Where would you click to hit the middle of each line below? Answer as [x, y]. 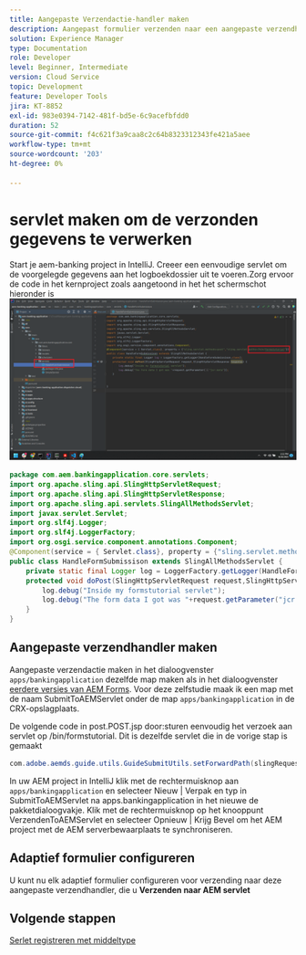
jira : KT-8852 [36, 106]
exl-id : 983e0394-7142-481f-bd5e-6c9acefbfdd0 [99, 115]
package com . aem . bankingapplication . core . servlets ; [109, 475]
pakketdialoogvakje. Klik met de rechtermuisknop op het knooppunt [137, 810]
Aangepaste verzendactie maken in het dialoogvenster [112, 669]
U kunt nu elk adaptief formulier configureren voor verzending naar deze [146, 880]
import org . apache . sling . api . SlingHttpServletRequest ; [116, 484]
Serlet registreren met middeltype [73, 940]
